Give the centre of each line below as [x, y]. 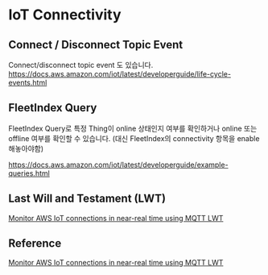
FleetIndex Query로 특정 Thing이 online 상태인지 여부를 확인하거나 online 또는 [133, 128]
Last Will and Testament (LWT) [87, 199]
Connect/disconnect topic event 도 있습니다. [81, 65]
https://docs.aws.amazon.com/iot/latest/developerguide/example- [118, 165]
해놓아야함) [26, 148]
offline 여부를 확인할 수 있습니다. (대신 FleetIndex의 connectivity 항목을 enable [134, 138]
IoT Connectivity [65, 15]
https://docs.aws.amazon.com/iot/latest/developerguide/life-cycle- [120, 74]
